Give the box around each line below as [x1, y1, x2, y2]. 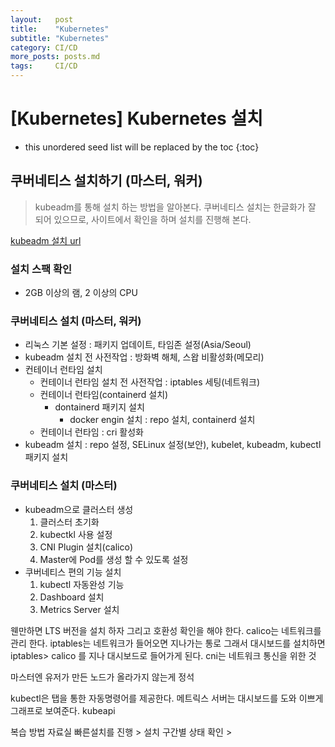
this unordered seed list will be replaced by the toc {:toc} [24, 141, 260, 153]
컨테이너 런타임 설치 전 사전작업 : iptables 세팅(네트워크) [39, 376, 260, 388]
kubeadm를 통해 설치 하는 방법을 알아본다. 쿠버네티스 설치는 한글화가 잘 [34, 201, 317, 213]
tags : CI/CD [10, 61, 78, 71]
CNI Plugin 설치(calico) [39, 541, 134, 553]
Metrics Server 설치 [39, 603, 120, 615]
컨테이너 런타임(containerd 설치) [39, 389, 169, 401]
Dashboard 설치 [39, 591, 105, 603]
